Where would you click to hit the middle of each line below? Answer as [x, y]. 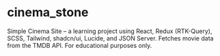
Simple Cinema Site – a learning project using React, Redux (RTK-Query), [110, 31]
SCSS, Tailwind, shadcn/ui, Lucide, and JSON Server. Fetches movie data [110, 38]
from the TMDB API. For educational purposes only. [80, 45]
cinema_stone [48, 12]
